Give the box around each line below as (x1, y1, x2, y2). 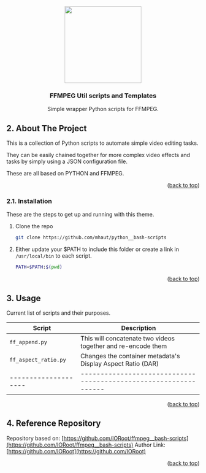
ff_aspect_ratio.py (9, 356, 66, 363)
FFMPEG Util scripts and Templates (49, 91, 157, 100)
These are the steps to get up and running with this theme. (6, 211, 154, 218)
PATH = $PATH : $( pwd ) (15, 264, 63, 271)
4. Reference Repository (6, 418, 101, 429)
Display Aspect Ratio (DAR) (80, 359, 159, 367)
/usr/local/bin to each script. (15, 252, 92, 260)
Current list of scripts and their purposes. (6, 309, 111, 317)
